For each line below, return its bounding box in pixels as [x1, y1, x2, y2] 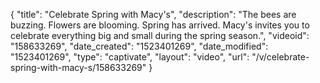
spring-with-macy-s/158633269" [10, 62, 147, 73]
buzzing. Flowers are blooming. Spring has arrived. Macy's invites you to [10, 19, 310, 31]
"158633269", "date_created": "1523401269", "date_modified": [10, 40, 269, 52]
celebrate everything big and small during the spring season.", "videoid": [10, 30, 310, 41]
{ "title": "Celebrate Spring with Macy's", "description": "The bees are [10, 9, 297, 20]
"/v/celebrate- [251, 51, 310, 63]
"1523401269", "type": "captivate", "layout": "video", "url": [10, 51, 250, 63]
